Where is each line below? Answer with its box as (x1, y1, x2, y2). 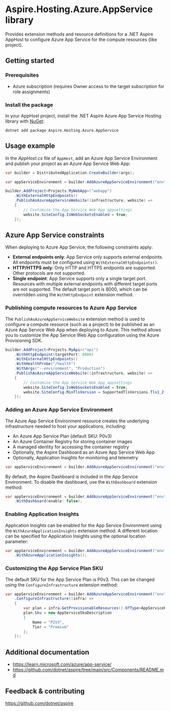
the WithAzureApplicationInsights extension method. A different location (5, 528, 158, 534)
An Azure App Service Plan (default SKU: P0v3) (12, 433, 112, 439)
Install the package (5, 101, 53, 108)
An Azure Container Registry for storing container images (12, 438, 133, 444)
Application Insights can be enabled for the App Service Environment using (5, 522, 162, 528)
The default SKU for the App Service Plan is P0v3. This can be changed (5, 576, 155, 582)
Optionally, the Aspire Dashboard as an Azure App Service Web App (12, 449, 155, 455)
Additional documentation (5, 648, 90, 656)
